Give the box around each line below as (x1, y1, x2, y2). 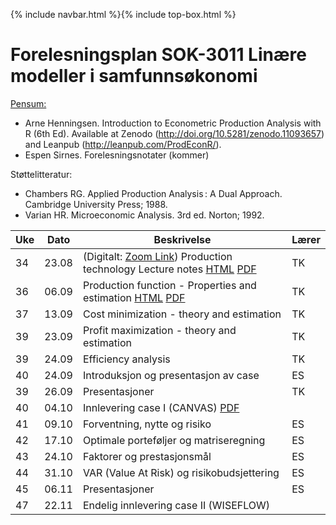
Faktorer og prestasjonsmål (82, 449, 212, 463)
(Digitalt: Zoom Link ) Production (82, 249, 233, 263)
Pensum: (10, 97, 47, 109)
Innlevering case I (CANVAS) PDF (82, 400, 240, 414)
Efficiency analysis (82, 352, 171, 366)
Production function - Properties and (82, 278, 257, 292)
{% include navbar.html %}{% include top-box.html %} (10, 9, 237, 20)
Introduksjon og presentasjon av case (82, 368, 260, 382)
